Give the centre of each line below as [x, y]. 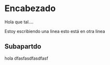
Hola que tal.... [19, 22]
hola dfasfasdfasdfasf [26, 58]
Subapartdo [23, 47]
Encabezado [30, 8]
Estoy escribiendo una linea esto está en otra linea [55, 31]
